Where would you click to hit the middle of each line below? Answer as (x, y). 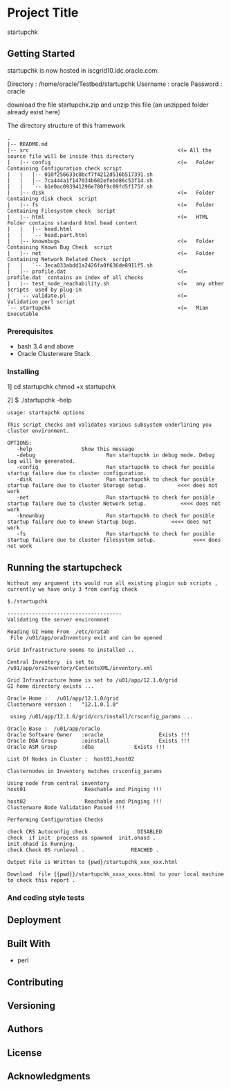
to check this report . (41, 880)
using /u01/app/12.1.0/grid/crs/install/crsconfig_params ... (102, 717)
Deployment (34, 920)
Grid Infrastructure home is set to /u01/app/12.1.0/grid (92, 680)
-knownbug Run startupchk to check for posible (115, 516)
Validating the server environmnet (58, 620)
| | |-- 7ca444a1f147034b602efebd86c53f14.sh (80, 180)
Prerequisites (30, 331)
